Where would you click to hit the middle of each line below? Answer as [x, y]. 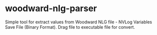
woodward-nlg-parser [51, 9]
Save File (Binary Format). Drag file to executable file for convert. [70, 27]
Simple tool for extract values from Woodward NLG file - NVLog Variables [78, 22]
